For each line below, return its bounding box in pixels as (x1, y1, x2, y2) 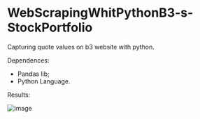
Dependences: (7, 56, 50, 64)
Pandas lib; (17, 70, 50, 78)
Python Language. (17, 77, 71, 85)
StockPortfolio (7, 19, 93, 35)
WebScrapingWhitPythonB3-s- (7, 5, 194, 21)
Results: (7, 90, 31, 99)
